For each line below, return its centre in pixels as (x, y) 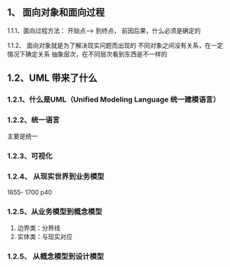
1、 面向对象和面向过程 (56, 13)
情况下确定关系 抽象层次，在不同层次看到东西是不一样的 (87, 54)
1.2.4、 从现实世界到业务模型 (56, 177)
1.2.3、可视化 (30, 156)
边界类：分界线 (39, 227)
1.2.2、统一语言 (34, 120)
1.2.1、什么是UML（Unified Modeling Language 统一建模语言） (114, 99)
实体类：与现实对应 (45, 236)
